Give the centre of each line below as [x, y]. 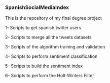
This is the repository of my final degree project [54, 18]
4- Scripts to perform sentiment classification [51, 56]
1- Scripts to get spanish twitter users [43, 28]
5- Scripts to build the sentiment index [44, 66]
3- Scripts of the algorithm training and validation [55, 47]
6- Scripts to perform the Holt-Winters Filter [50, 76]
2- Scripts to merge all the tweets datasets [48, 37]
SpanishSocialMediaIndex [37, 7]
